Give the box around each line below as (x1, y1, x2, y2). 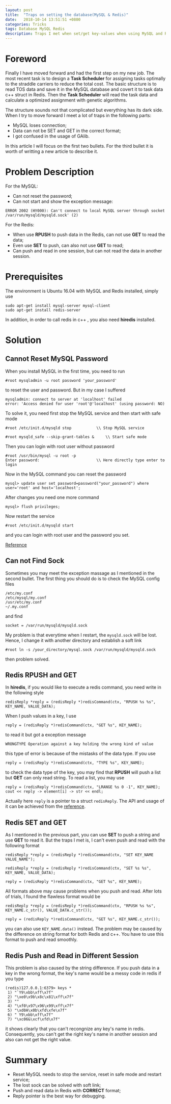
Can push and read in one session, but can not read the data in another (12, 248, 162, 254)
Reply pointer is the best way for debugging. (12, 1093, 106, 1099)
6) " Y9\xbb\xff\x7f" (7, 1012, 53, 1017)
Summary (5, 1055, 47, 1066)
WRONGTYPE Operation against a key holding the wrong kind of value (5, 742, 154, 747)
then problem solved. (5, 656, 50, 662)
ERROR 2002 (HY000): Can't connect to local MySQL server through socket (5, 208, 165, 213)
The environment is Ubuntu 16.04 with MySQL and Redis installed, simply (5, 287, 159, 294)
